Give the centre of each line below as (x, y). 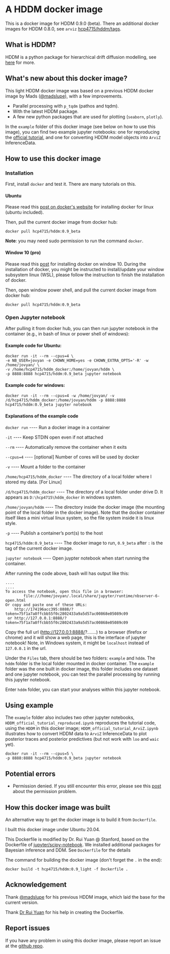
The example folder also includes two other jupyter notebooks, (70, 717)
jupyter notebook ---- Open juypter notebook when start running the (77, 558)
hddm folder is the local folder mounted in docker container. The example (80, 663)
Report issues (28, 928)
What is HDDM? (31, 45)
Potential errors (30, 774)
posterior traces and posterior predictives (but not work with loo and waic (82, 739)
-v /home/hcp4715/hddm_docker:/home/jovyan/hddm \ (60, 370)
